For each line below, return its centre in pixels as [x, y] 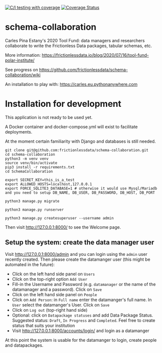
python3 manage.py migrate [32, 201]
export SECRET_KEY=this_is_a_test [40, 180]
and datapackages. [24, 345]
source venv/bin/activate [31, 163]
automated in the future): [30, 264]
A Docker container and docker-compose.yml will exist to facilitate [72, 127]
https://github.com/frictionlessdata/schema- [83, 69]
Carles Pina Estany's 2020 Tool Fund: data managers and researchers [75, 40]
